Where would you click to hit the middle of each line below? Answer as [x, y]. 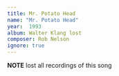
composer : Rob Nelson [38, 39]
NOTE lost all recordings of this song [59, 65]
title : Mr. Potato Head [42, 13]
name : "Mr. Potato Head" [43, 20]
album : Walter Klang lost [44, 33]
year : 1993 [24, 26]
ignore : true [26, 46]
